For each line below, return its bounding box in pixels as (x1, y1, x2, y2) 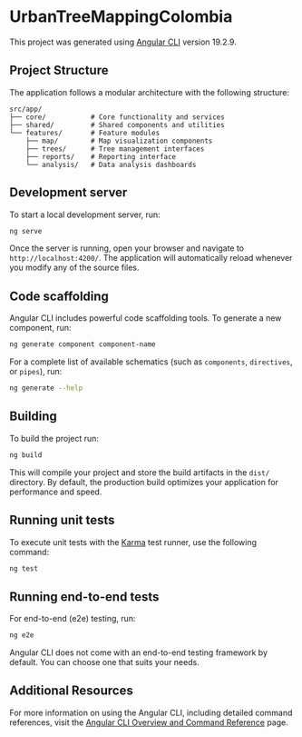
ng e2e (9, 631, 34, 640)
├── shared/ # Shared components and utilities (9, 120, 225, 129)
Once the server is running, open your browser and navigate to (9, 243, 245, 254)
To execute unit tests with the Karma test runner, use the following (9, 536, 257, 547)
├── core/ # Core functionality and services (9, 112, 225, 122)
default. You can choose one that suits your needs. (9, 657, 200, 668)
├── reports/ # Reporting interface (25, 152, 177, 161)
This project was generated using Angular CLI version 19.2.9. (9, 36, 238, 47)
